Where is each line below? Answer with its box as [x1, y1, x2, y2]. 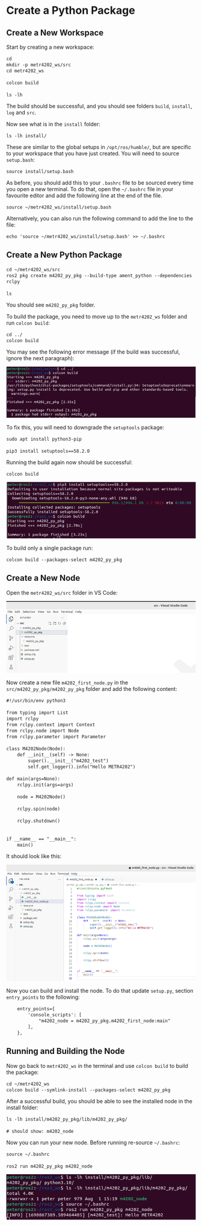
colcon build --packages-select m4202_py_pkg [6, 557, 122, 563]
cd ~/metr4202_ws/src [6, 266, 61, 272]
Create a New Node [6, 573, 81, 583]
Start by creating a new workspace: [6, 43, 94, 51]
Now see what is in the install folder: [6, 121, 100, 127]
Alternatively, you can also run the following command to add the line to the [6, 215, 194, 222]
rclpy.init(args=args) [17, 782, 74, 788]
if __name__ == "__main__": [6, 836, 77, 842]
